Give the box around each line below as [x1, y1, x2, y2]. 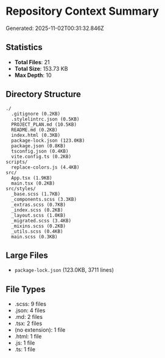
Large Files [5, 250, 48, 260]
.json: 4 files [14, 307, 46, 314]
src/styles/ [5, 185, 36, 192]
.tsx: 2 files [14, 320, 43, 327]
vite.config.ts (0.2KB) [11, 153, 71, 159]
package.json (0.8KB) [11, 142, 66, 149]
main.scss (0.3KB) [11, 233, 58, 239]
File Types [5, 284, 46, 294]
